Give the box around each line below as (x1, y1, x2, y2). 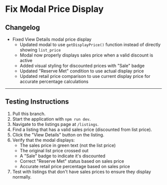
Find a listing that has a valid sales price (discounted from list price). (12, 126, 153, 132)
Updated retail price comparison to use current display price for (19, 73, 151, 79)
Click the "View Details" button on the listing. (12, 131, 104, 137)
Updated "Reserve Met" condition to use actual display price (19, 68, 144, 74)
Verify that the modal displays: (12, 137, 75, 143)
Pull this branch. (12, 111, 46, 117)
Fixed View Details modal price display (12, 36, 92, 42)
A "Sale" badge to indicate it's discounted (19, 153, 106, 159)
